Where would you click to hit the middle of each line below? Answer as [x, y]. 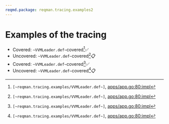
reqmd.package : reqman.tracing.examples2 [49, 10]
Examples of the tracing [56, 34]
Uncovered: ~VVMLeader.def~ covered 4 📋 [54, 70]
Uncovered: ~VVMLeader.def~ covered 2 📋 [54, 55]
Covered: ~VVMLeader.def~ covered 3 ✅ [51, 63]
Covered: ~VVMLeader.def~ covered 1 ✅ [51, 49]
